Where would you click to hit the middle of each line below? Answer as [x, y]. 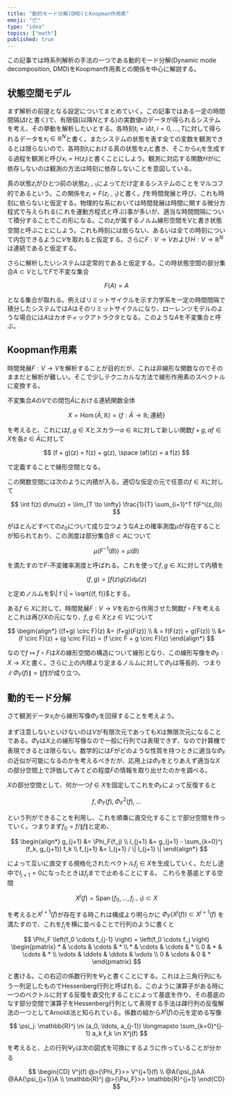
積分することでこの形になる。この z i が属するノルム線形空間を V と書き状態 [118, 221]
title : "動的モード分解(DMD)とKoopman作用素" [68, 14]
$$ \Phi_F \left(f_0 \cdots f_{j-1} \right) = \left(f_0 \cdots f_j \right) [116, 939]
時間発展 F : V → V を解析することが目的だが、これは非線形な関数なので [109, 368]
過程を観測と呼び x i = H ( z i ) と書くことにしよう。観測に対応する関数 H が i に [117, 159]
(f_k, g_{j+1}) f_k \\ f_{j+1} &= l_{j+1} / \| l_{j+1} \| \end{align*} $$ [116, 849]
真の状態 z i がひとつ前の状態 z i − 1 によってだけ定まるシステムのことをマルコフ [115, 184]
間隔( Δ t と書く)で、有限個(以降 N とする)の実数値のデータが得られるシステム [114, 120]
